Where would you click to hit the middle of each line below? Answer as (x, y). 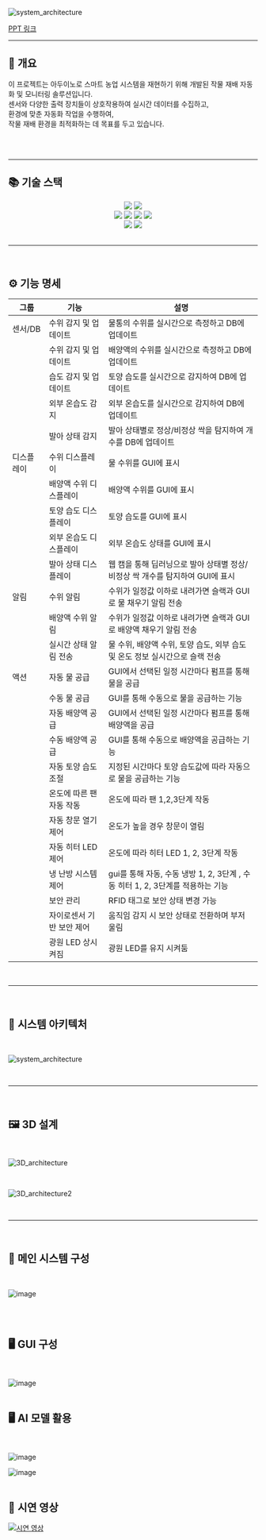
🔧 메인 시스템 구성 (49, 1259)
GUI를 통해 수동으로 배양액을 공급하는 (174, 740)
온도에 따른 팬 (73, 794)
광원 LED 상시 (73, 942)
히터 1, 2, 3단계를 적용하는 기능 (173, 886)
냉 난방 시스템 (73, 874)
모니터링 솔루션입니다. (59, 94)
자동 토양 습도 (73, 767)
